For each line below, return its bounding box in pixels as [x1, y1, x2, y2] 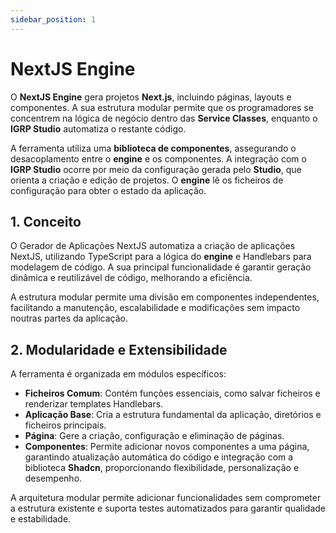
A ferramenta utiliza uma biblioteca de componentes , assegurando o [10, 142, 297, 154]
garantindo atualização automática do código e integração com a [24, 451, 294, 463]
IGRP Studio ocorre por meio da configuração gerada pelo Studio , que [10, 163, 302, 175]
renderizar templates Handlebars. [24, 398, 164, 410]
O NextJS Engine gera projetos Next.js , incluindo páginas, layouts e [10, 91, 292, 103]
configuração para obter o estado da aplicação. [10, 184, 207, 196]
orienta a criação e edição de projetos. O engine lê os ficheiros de [10, 174, 284, 186]
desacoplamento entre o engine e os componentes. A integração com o [10, 152, 307, 165]
